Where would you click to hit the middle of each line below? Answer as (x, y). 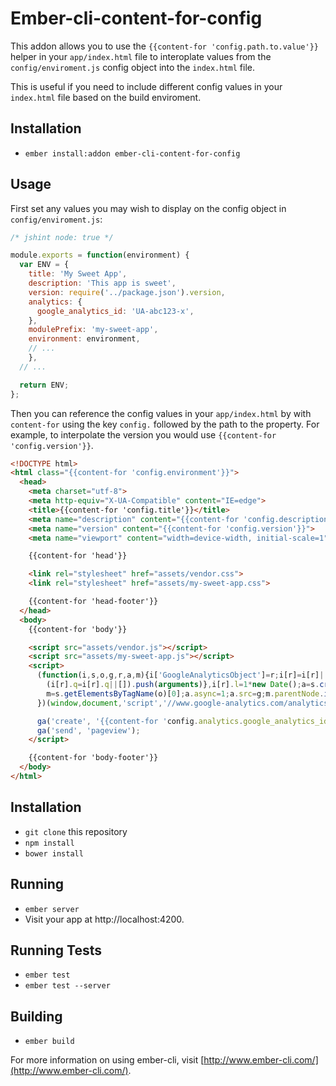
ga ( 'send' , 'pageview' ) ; (88, 730)
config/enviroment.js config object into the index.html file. (133, 67)
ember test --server (67, 986)
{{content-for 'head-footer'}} (93, 602)
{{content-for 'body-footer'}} (93, 758)
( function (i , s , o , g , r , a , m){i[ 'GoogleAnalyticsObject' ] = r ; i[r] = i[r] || (182, 675)
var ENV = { (44, 265)
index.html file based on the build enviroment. (106, 97)
